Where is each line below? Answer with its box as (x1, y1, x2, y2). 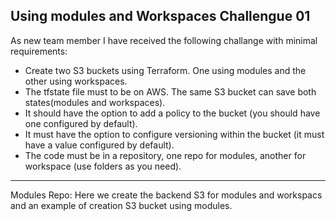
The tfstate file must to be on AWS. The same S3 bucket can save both (24, 85, 317, 98)
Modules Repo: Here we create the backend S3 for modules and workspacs (10, 189, 323, 201)
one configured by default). (24, 117, 138, 129)
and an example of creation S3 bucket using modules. (10, 199, 233, 211)
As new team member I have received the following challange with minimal (10, 34, 318, 46)
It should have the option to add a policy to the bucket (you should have (24, 107, 321, 119)
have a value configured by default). (24, 139, 175, 151)
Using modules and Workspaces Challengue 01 (10, 8, 311, 25)
